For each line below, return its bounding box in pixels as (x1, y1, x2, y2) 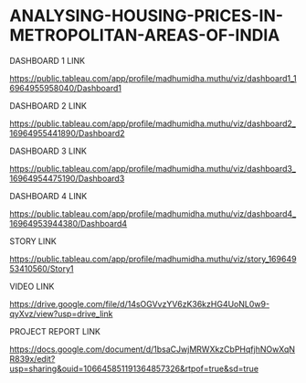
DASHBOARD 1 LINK (9, 55, 86, 66)
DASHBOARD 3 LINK (9, 145, 87, 156)
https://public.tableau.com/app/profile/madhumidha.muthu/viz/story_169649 (9, 253, 297, 264)
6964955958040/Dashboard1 (9, 82, 121, 93)
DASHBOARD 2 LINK (9, 100, 87, 111)
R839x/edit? (9, 353, 56, 364)
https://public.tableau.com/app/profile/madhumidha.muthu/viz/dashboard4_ (9, 207, 297, 219)
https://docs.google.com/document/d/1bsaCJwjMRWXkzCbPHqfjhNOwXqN (9, 344, 295, 355)
